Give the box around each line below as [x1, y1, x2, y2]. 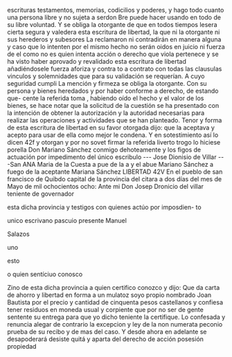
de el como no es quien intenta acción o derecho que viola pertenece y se [7, 50, 220, 58]
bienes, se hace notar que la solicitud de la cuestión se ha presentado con [7, 102, 220, 109]
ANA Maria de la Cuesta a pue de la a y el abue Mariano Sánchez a [22, 161, 213, 168]
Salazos [7, 230, 30, 238]
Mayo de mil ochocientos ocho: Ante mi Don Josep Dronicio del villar [7, 183, 204, 190]
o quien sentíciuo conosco [7, 270, 83, 278]
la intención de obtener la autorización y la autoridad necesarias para [7, 109, 205, 117]
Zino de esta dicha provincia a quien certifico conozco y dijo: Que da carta [7, 284, 220, 291]
